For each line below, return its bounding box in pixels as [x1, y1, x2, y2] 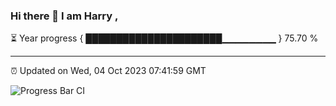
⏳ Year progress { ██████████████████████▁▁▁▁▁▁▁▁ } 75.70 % [10, 32, 319, 44]
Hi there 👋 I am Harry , [10, 9, 119, 23]
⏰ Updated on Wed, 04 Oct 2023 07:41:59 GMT [10, 65, 207, 77]
